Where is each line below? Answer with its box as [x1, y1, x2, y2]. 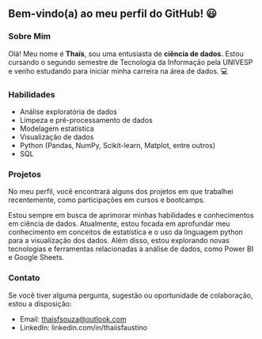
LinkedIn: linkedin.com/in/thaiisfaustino [19, 322, 148, 332]
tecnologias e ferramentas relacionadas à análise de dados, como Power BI [8, 244, 254, 253]
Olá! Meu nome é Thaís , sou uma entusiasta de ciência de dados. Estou [8, 48, 244, 59]
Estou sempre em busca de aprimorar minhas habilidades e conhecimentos [8, 211, 255, 220]
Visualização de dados [19, 131, 94, 142]
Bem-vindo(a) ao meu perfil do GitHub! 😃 [8, 7, 218, 21]
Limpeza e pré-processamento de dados [19, 115, 153, 124]
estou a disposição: [8, 299, 72, 308]
